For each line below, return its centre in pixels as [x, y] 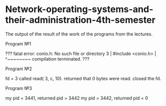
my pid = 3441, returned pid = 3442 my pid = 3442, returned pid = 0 [77, 98]
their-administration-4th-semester [80, 20]
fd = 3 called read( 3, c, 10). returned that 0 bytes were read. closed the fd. [83, 78]
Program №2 [19, 69]
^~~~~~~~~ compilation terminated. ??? [47, 59]
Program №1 [18, 43]
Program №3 [19, 88]
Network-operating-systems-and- [79, 9]
